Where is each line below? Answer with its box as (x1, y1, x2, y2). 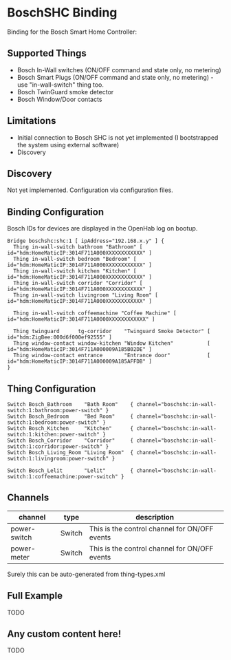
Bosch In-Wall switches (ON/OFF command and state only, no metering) (16, 65, 221, 74)
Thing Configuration (7, 383, 96, 394)
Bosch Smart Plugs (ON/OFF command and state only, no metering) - (16, 73, 214, 81)
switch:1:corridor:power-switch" (7, 443, 103, 450)
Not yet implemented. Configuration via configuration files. (7, 186, 173, 194)
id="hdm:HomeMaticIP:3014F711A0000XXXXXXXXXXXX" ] (7, 316, 155, 323)
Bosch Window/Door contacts (16, 95, 102, 103)
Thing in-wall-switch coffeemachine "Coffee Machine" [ (13, 310, 177, 317)
